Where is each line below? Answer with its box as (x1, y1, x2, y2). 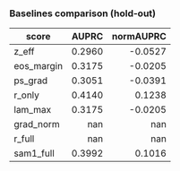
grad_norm (13, 118, 60, 131)
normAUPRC (111, 30, 167, 43)
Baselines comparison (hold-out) (9, 7, 157, 20)
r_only (13, 89, 40, 101)
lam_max (13, 104, 52, 116)
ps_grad (13, 74, 48, 87)
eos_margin (13, 60, 64, 73)
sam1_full (13, 147, 56, 159)
